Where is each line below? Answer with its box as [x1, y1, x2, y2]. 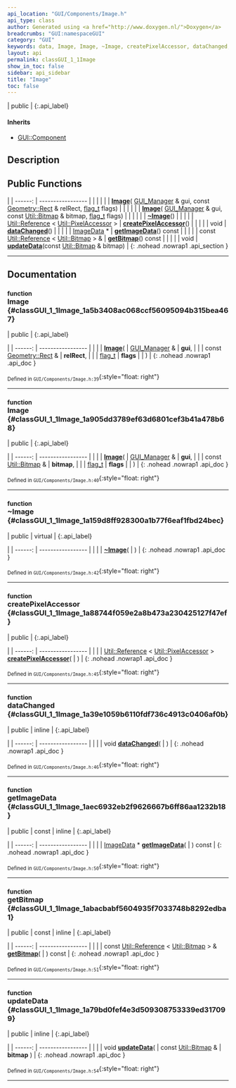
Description [7, 154, 60, 166]
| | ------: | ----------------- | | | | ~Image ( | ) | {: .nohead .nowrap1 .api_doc [7, 545, 226, 554]
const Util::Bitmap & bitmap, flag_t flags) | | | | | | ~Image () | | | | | [7, 211, 195, 220]
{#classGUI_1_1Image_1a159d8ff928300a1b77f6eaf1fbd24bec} [7, 516, 225, 526]
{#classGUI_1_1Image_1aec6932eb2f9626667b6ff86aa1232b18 [7, 802, 226, 812]
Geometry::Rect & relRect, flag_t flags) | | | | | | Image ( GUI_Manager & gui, [7, 204, 223, 212]
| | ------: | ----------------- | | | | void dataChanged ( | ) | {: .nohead [7, 739, 204, 748]
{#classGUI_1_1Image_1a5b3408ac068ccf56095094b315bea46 [7, 305, 229, 315]
